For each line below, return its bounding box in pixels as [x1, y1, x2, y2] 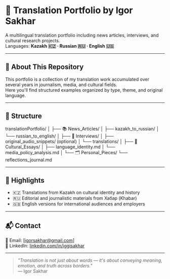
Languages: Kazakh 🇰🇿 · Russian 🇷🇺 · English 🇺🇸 [5, 43, 114, 49]
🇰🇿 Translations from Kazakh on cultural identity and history [12, 190, 140, 196]
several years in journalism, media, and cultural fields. [5, 81, 117, 88]
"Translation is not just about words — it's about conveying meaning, [17, 257, 163, 263]
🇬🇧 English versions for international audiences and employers [12, 201, 145, 207]
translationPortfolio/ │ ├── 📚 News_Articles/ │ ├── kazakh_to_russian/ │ [5, 125, 159, 131]
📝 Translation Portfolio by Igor [5, 5, 133, 16]
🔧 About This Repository [5, 63, 84, 72]
